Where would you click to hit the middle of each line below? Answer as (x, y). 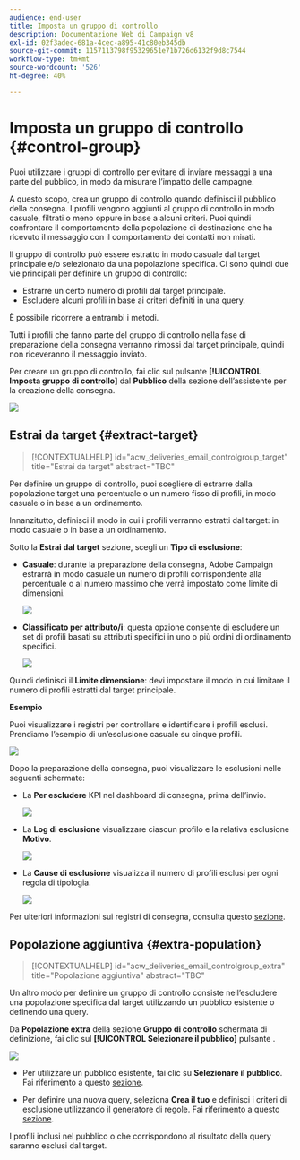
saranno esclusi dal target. (58, 1146)
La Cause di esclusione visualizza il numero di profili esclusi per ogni (150, 872)
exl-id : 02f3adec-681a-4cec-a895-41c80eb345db (98, 43)
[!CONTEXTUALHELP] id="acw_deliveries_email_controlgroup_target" (159, 457)
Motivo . (37, 838)
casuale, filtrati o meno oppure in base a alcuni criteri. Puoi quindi (130, 218)
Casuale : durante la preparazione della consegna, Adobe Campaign (148, 564)
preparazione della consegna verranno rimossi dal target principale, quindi (147, 344)
